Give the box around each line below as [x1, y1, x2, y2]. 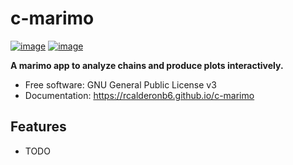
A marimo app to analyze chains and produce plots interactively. [10, 59, 284, 71]
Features [10, 118, 67, 136]
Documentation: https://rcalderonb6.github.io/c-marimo [24, 89, 255, 101]
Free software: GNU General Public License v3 [24, 78, 217, 91]
